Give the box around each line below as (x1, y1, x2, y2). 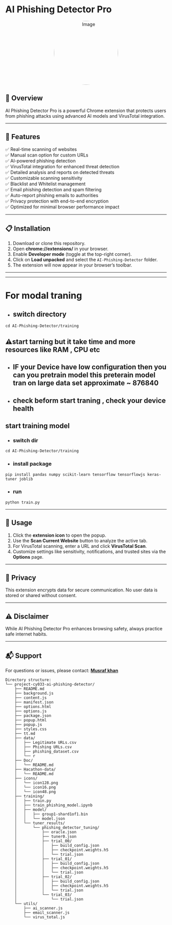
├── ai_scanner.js (24, 906, 63, 911)
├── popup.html (14, 718, 47, 723)
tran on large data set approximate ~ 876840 (12, 379, 159, 387)
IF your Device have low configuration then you (12, 363, 167, 371)
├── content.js (14, 695, 47, 700)
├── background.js (14, 691, 54, 696)
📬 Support (5, 651, 42, 660)
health (12, 404, 34, 413)
